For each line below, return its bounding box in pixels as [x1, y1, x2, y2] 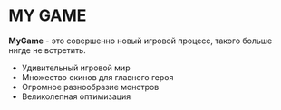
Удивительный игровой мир [21, 62, 131, 73]
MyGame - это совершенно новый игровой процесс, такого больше [8, 35, 273, 46]
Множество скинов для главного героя [21, 71, 174, 82]
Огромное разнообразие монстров [21, 81, 160, 92]
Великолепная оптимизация [21, 91, 131, 102]
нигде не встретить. [8, 44, 87, 55]
